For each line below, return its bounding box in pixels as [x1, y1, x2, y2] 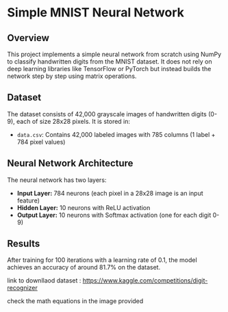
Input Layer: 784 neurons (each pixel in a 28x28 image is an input [16, 189, 203, 197]
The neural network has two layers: [7, 176, 107, 184]
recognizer [7, 284, 38, 292]
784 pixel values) [16, 138, 66, 146]
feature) [16, 196, 40, 205]
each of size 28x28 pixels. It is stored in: [16, 117, 131, 125]
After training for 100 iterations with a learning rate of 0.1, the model [7, 256, 197, 264]
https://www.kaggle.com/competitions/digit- [82, 276, 208, 285]
